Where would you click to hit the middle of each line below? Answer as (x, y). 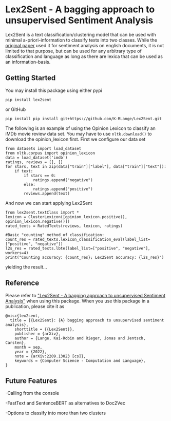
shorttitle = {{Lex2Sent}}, (44, 329)
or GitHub (16, 109)
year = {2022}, (31, 352)
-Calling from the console (32, 393)
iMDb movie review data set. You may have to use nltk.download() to (79, 133)
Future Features (31, 381)
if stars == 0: (40, 176)
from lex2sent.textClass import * (42, 212)
